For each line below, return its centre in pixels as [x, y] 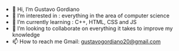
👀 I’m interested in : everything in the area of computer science [91, 16]
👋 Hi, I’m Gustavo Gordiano [46, 9]
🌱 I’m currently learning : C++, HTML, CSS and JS [74, 22]
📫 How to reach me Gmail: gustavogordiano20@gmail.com [86, 41]
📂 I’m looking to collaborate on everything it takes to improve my [92, 28]
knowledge [26, 35]
